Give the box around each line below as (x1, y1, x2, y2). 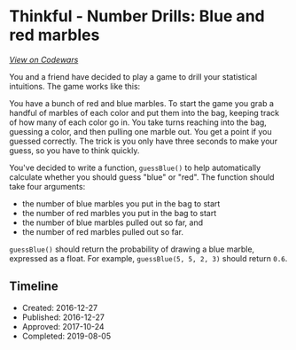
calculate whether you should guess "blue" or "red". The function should (9, 171, 275, 183)
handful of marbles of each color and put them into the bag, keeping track (9, 107, 280, 118)
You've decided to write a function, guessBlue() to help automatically (9, 162, 261, 173)
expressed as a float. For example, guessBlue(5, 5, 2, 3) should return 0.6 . (9, 253, 288, 263)
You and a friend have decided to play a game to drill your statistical (9, 71, 258, 82)
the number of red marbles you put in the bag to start (21, 207, 217, 218)
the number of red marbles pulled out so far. (21, 226, 184, 237)
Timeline (9, 279, 59, 294)
